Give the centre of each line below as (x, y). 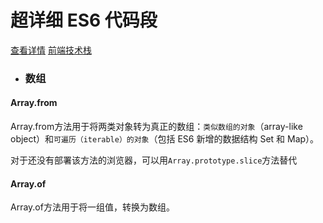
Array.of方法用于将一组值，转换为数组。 (92, 207)
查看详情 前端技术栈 (51, 50)
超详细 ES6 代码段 (84, 20)
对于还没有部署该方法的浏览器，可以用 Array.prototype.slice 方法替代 (154, 160)
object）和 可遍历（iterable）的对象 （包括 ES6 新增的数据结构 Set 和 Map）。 (165, 139)
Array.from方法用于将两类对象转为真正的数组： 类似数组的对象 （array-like (156, 127)
